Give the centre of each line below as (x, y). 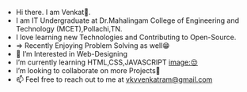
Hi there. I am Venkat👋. (53, 12)
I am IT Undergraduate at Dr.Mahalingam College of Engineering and (127, 20)
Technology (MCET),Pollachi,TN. (69, 29)
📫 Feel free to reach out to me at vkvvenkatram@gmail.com (114, 79)
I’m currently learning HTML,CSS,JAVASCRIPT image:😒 (106, 62)
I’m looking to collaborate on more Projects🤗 (88, 70)
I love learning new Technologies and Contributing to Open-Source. (126, 37)
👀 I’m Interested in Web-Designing (72, 54)
